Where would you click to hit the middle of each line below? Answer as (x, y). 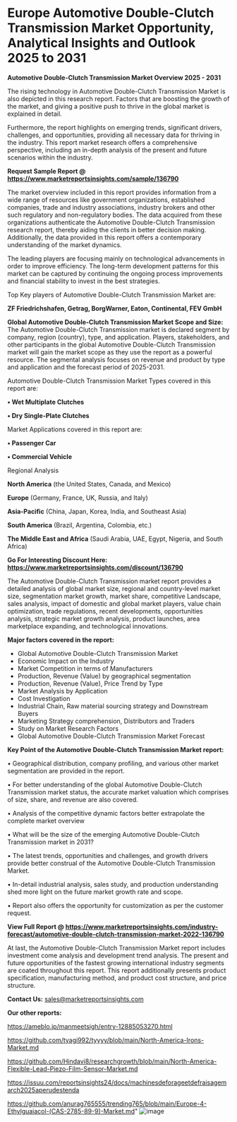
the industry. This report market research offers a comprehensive (102, 142)
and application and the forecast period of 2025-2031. (86, 367)
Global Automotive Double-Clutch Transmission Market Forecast (111, 736)
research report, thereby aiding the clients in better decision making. (107, 229)
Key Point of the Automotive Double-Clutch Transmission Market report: (116, 749)
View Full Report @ (36, 926)
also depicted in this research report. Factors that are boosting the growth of (119, 99)
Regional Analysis (33, 470)
